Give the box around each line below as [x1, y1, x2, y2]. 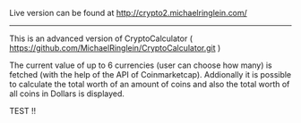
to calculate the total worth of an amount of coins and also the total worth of [9, 79, 290, 89]
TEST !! [9, 106, 37, 116]
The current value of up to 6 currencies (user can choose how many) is [9, 60, 273, 70]
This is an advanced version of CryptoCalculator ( [9, 33, 193, 44]
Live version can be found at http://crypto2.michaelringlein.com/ [9, 8, 248, 18]
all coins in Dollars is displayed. [9, 88, 125, 99]
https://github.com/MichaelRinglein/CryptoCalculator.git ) [9, 43, 221, 53]
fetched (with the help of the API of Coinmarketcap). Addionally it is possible [9, 70, 292, 79]
